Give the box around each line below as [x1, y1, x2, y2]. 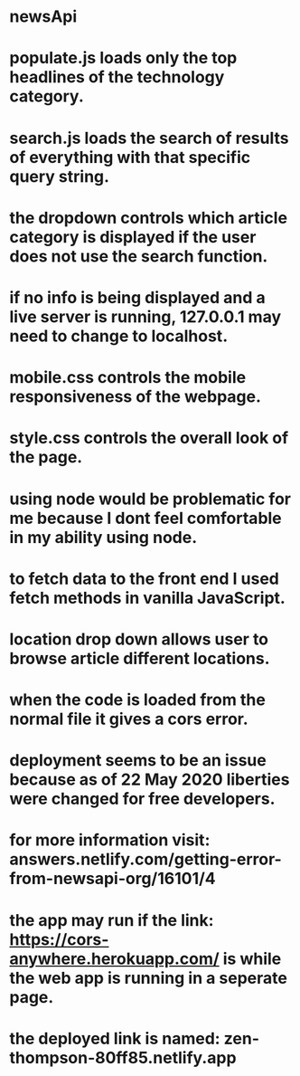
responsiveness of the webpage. [9, 386, 262, 407]
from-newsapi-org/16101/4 [9, 869, 217, 889]
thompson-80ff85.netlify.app [9, 1047, 237, 1068]
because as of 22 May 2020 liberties [9, 769, 290, 790]
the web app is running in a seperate [9, 967, 287, 988]
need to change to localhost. [9, 326, 229, 346]
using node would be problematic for [9, 489, 292, 509]
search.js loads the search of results [9, 128, 289, 148]
